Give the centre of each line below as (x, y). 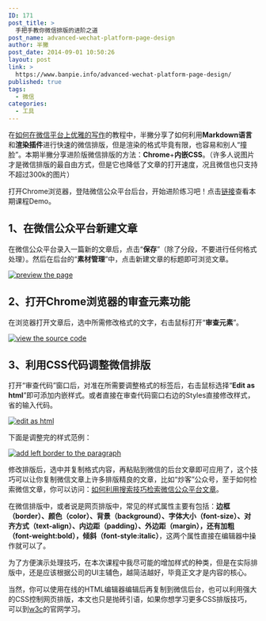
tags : (17, 89)
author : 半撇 (28, 45)
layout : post (30, 60)
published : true (35, 82)
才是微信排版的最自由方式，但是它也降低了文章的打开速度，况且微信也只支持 (133, 164)
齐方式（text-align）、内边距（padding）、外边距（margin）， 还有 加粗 (122, 526)
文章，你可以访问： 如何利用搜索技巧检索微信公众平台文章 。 (126, 490)
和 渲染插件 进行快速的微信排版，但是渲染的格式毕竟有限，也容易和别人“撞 (128, 145)
